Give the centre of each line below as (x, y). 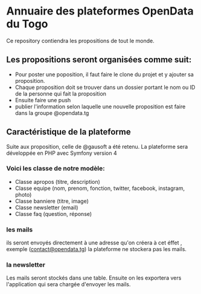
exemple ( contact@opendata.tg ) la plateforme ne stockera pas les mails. (97, 249)
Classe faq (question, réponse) (53, 214)
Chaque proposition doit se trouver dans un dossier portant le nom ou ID (105, 87)
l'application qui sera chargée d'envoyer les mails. (69, 284)
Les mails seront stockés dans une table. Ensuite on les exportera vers (94, 278)
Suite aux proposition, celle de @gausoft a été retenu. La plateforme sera (97, 146)
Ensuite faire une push (43, 100)
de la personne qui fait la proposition (61, 93)
